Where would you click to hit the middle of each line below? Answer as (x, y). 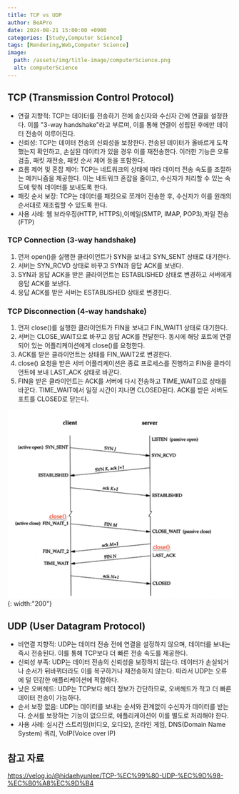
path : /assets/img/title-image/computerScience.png (92, 61)
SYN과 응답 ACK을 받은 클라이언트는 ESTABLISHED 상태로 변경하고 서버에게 (124, 274)
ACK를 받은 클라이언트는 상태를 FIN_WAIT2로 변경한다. (95, 355)
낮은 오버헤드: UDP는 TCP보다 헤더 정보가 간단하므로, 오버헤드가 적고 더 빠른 (124, 689)
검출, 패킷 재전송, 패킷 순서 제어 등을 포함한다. (81, 160)
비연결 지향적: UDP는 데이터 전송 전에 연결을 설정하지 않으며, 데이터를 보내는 (124, 644)
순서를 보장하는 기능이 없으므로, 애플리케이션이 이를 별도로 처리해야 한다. (128, 716)
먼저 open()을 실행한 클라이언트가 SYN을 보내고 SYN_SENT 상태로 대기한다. (124, 256)
